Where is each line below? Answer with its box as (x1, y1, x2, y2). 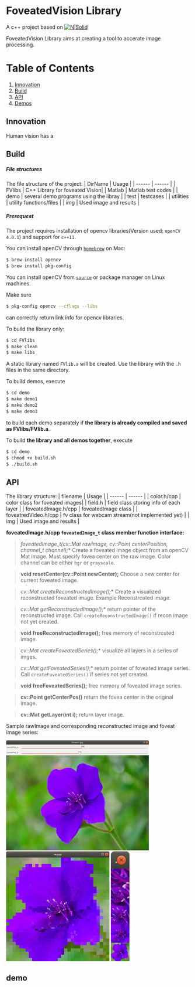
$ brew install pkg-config (6, 263, 72, 269)
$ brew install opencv (6, 257, 61, 263)
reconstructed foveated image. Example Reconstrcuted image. (20, 594, 171, 601)
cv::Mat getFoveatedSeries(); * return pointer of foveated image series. (20, 665, 190, 672)
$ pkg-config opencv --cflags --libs (6, 303, 98, 309)
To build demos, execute (6, 378, 65, 385)
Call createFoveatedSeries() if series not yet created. (20, 671, 149, 678)
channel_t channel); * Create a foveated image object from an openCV (20, 547, 189, 554)
